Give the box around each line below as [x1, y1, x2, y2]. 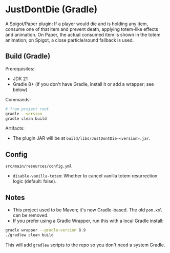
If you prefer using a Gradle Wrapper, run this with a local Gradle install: [12, 218, 164, 224]
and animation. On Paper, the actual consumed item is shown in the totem [5, 31, 161, 38]
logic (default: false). [12, 178, 57, 185]
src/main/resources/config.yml [5, 164, 72, 169]
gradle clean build [5, 116, 47, 121]
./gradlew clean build [5, 232, 54, 238]
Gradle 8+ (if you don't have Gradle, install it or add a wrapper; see [12, 81, 154, 87]
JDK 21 [12, 76, 28, 82]
